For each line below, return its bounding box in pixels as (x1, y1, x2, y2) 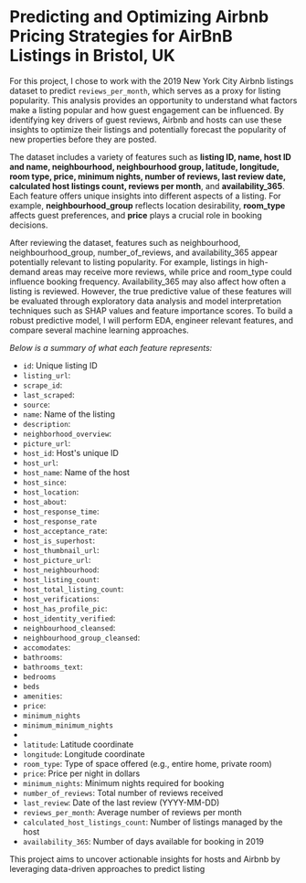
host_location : (22, 486, 79, 497)
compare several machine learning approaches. (9, 324, 189, 335)
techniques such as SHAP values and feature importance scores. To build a (9, 304, 293, 316)
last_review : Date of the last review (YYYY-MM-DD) (22, 797, 220, 808)
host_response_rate (22, 516, 98, 527)
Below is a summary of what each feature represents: (9, 342, 213, 353)
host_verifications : (22, 592, 100, 604)
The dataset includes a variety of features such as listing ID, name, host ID (9, 151, 292, 162)
